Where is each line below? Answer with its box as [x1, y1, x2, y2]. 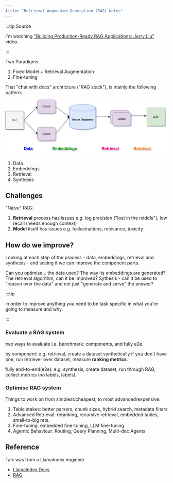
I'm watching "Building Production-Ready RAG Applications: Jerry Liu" [5, 33, 154, 39]
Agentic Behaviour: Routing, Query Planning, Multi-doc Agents [12, 427, 146, 434]
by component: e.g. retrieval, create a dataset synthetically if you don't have [5, 350, 167, 357]
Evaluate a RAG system [5, 329, 65, 336]
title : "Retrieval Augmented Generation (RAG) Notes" [5, 8, 124, 13]
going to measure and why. [5, 306, 63, 312]
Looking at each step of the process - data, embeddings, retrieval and [5, 255, 154, 261]
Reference [5, 443, 40, 452]
